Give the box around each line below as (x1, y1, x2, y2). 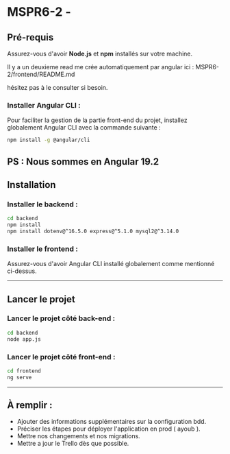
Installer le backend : (7, 200, 79, 209)
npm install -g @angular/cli (7, 136, 90, 144)
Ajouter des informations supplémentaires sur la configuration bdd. (16, 418, 207, 426)
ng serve (7, 374, 32, 381)
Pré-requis (7, 32, 54, 43)
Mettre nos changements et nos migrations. (16, 432, 140, 440)
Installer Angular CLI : (7, 100, 81, 110)
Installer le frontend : (7, 244, 79, 254)
